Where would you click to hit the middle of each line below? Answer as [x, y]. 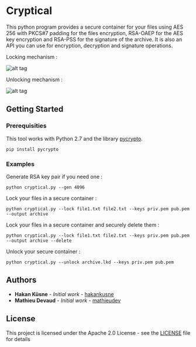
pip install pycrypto [32, 149]
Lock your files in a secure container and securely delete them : [83, 225]
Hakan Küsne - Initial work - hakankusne [64, 294]
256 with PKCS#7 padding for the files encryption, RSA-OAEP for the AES [94, 33]
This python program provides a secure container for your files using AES [95, 27]
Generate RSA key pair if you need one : [54, 176]
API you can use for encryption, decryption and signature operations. [90, 46]
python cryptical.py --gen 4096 [45, 187]
